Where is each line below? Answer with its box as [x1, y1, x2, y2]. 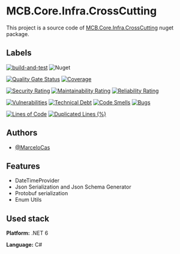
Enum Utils [14, 196, 42, 204]
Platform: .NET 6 [6, 229, 49, 237]
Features [6, 161, 40, 171]
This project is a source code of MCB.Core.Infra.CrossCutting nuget [6, 24, 174, 31]
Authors [6, 128, 38, 138]
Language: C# [6, 241, 43, 249]
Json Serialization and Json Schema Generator [14, 183, 131, 190]
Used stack [6, 213, 50, 223]
